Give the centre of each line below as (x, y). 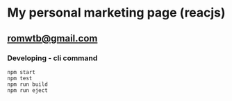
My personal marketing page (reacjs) (116, 13)
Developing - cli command (52, 58)
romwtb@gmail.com (52, 38)
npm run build (28, 84)
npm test (20, 78)
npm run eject (28, 90)
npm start (22, 72)
